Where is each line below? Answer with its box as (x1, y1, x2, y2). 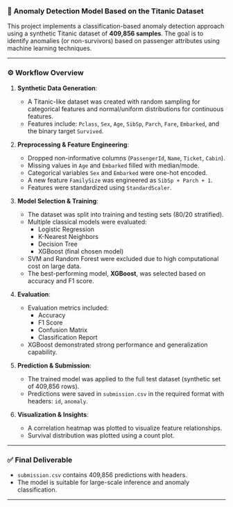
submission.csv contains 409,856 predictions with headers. (17, 470, 187, 479)
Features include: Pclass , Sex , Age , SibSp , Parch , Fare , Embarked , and (27, 119, 220, 128)
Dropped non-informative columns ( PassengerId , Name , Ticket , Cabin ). (27, 153, 225, 162)
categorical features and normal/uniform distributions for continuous (27, 104, 224, 113)
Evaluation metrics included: (27, 304, 109, 312)
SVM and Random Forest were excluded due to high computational (27, 254, 219, 263)
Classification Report (37, 333, 98, 341)
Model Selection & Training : (17, 197, 98, 205)
